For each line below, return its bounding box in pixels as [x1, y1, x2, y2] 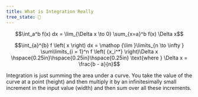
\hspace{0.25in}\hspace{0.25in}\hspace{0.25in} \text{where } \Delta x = [11, 54, 188, 61]
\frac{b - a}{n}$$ [78, 60, 121, 68]
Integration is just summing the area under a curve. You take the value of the [6, 72, 193, 79]
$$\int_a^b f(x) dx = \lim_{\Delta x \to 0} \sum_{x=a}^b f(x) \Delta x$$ [15, 30, 184, 37]
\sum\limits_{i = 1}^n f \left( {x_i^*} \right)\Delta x [40, 48, 158, 55]
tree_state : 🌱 [6, 14, 41, 20]
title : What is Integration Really [6, 8, 94, 15]
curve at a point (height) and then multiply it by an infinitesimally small [6, 78, 177, 85]
